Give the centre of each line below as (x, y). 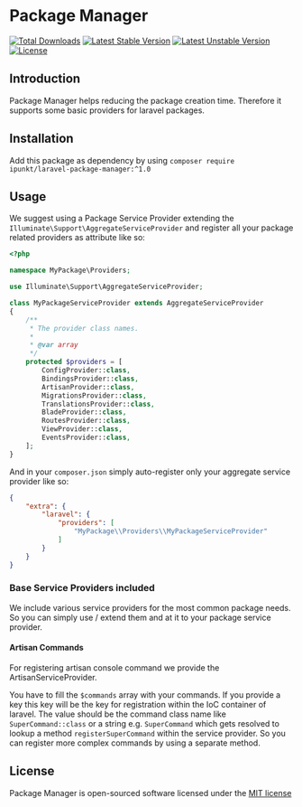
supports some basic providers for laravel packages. (107, 110)
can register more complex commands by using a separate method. (135, 743)
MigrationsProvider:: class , (94, 395)
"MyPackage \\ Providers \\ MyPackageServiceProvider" (171, 531)
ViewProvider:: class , (82, 429)
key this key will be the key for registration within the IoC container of (138, 704)
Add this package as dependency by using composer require (122, 160)
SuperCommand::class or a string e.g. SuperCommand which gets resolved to (144, 723)
